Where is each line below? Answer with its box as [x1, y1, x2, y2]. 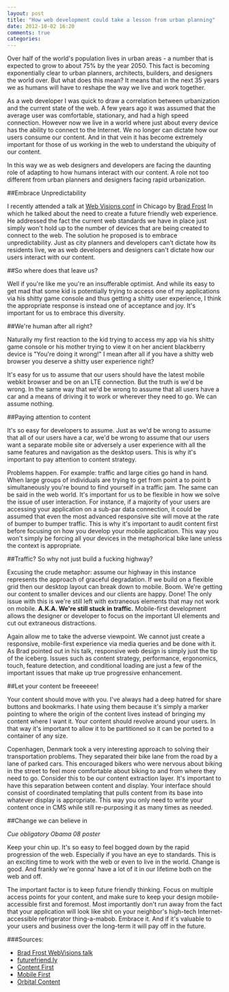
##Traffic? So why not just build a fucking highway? [7, 555, 153, 563]
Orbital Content [16, 978, 61, 986]
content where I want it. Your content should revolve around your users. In [7, 717, 216, 725]
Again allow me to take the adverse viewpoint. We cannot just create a [7, 632, 205, 641]
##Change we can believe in [7, 816, 87, 825]
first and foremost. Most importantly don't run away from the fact [38, 900, 222, 908]
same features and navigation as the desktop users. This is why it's [7, 448, 197, 457]
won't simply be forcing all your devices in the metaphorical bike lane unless [7, 534, 222, 542]
